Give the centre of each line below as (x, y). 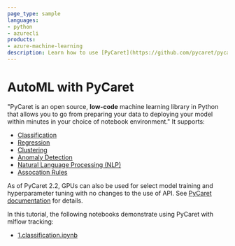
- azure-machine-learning (45, 46)
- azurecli (23, 33)
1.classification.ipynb (48, 235)
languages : (23, 20)
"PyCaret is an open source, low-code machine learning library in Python (113, 106)
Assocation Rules (42, 172)
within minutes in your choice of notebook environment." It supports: (106, 121)
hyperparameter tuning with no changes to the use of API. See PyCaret (109, 193)
